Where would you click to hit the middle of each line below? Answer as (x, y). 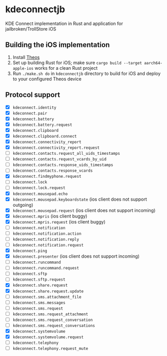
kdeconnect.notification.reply (46, 239)
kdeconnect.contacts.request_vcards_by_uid (60, 159)
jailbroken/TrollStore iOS (31, 29)
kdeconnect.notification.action (47, 234)
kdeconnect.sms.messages (39, 303)
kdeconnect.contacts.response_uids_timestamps (63, 165)
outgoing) (23, 205)
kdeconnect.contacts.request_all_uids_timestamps (66, 154)
